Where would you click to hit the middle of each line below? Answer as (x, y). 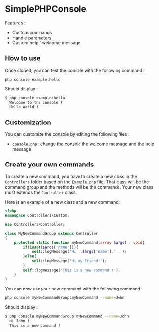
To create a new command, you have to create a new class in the (71, 176)
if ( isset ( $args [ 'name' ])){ (51, 247)
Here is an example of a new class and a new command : (63, 202)
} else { (30, 256)
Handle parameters (32, 38)
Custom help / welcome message (46, 42)
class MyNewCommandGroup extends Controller (52, 233)
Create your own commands (50, 165)
